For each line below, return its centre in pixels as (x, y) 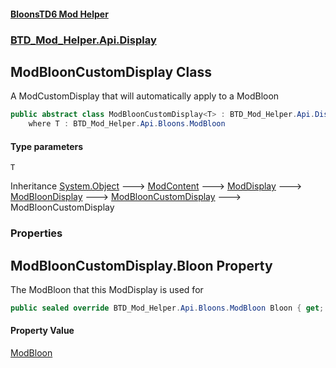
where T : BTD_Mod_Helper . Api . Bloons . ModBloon (127, 124)
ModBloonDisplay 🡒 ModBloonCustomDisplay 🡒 (126, 197)
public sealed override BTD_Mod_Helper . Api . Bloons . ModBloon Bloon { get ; (167, 308)
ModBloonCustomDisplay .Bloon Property (141, 265)
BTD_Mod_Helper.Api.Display (83, 40)
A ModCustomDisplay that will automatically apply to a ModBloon (145, 96)
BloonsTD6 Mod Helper (59, 14)
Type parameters (47, 146)
